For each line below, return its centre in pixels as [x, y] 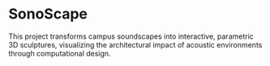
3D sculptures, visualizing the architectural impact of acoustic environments [135, 44]
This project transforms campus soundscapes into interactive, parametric [131, 36]
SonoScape [48, 14]
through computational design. [60, 53]
